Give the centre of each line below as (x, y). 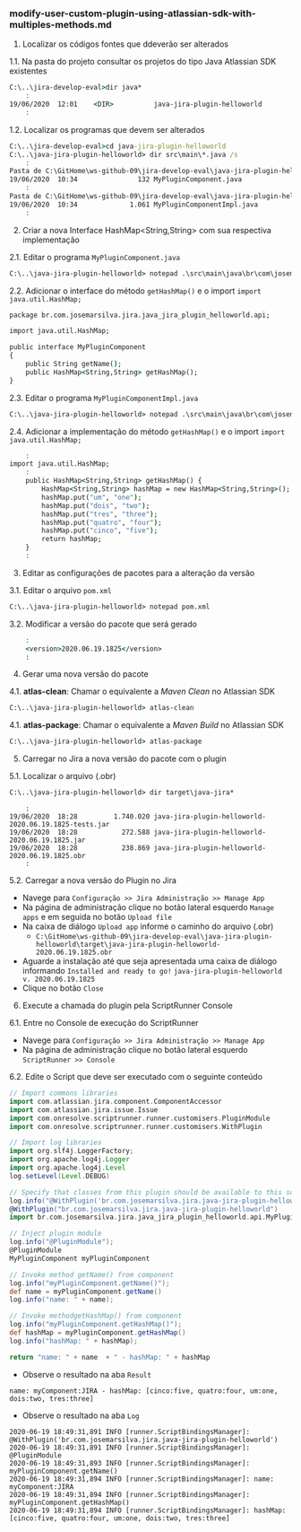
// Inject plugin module (56, 1234)
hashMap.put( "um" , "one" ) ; (92, 497)
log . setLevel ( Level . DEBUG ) (60, 1176)
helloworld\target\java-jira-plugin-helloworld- (128, 945)
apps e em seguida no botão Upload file (97, 917)
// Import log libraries (56, 1142)
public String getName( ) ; (74, 364)
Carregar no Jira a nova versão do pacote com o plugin (124, 759)
